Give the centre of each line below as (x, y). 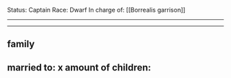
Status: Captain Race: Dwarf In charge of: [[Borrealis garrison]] (96, 10)
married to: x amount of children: (79, 67)
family (21, 44)
